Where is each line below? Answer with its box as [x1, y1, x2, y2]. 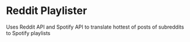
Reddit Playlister [6, 4, 87, 17]
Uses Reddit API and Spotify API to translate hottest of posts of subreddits [6, 23, 185, 30]
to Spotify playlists [6, 29, 51, 36]
